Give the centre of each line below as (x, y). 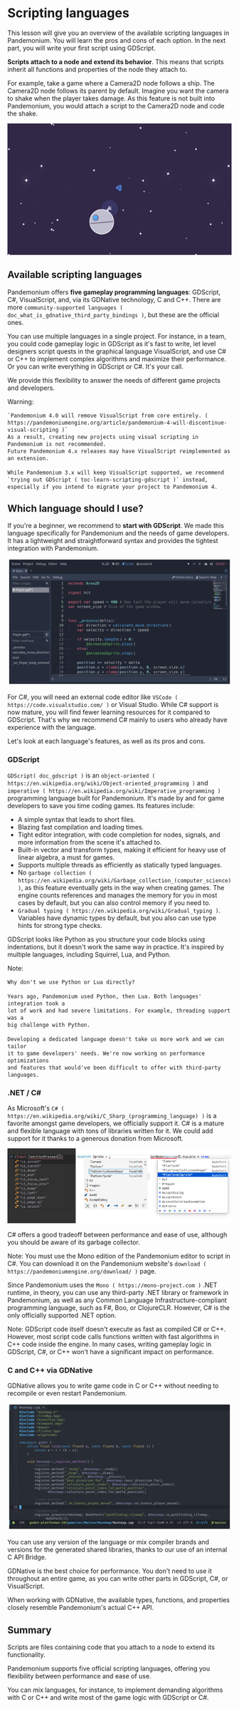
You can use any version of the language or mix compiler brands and (108, 1542)
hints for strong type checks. (60, 925)
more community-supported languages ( (65, 307)
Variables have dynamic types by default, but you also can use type (117, 918)
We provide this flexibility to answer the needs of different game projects (114, 380)
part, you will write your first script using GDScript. (82, 48)
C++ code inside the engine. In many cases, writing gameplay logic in (110, 1344)
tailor (17, 1046)
